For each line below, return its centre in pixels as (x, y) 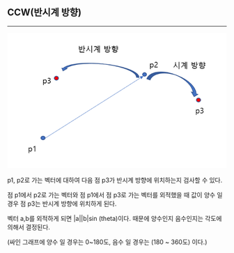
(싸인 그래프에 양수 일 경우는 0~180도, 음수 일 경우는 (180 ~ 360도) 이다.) (107, 242)
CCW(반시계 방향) (45, 13)
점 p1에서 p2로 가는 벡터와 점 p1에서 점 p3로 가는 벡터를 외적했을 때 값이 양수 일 (115, 195)
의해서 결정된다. (29, 227)
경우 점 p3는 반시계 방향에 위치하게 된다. (62, 204)
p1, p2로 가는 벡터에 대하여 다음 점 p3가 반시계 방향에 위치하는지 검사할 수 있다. (115, 181)
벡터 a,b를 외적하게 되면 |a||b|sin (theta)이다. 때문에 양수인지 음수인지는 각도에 (115, 219)
